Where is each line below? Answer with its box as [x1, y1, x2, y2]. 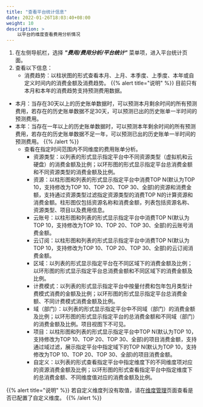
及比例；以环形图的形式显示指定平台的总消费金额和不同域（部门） [33, 313, 196, 320]
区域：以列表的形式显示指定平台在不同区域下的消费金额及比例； [33, 260, 193, 267]
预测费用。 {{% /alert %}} [15, 138, 79, 145]
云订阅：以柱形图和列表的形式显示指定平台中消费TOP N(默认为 [33, 237, 190, 244]
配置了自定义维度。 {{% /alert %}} [16, 394, 102, 402]
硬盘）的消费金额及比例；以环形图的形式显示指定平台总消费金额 [33, 161, 193, 168]
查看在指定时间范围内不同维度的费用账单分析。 [24, 145, 141, 153]
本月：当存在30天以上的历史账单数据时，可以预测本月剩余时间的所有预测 [15, 100, 198, 107]
